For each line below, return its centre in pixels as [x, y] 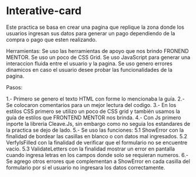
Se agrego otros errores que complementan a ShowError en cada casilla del [98, 161]
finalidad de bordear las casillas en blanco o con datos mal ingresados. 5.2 [97, 136]
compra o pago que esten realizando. [52, 39]
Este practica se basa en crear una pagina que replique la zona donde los [95, 27]
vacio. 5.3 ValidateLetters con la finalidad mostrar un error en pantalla [91, 149]
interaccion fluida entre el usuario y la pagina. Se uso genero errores [89, 64]
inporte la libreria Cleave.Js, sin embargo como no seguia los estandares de [98, 123]
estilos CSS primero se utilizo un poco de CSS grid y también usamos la [93, 111]
